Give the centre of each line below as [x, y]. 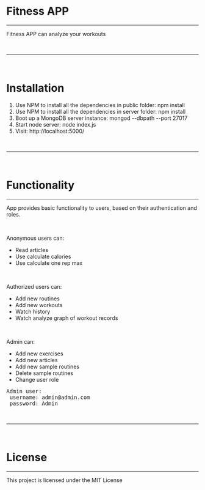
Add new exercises [39, 354]
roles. [13, 214]
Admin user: [24, 391]
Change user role [37, 379]
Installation [35, 88]
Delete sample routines [44, 373]
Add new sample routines [47, 366]
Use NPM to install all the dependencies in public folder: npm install [100, 105]
